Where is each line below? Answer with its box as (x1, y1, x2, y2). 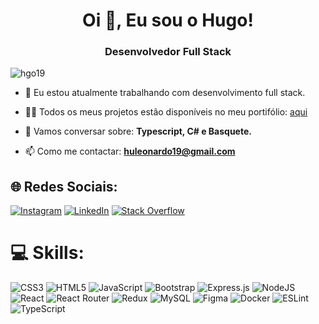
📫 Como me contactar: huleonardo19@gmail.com (24, 145, 236, 158)
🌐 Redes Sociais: (10, 178, 118, 195)
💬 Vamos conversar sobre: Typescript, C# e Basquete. (24, 125, 252, 138)
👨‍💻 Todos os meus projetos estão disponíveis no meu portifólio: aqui (24, 106, 308, 118)
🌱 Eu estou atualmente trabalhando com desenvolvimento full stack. (24, 87, 306, 99)
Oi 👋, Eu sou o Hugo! (82, 9, 254, 32)
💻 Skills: (10, 242, 85, 264)
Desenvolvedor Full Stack (104, 45, 232, 59)
